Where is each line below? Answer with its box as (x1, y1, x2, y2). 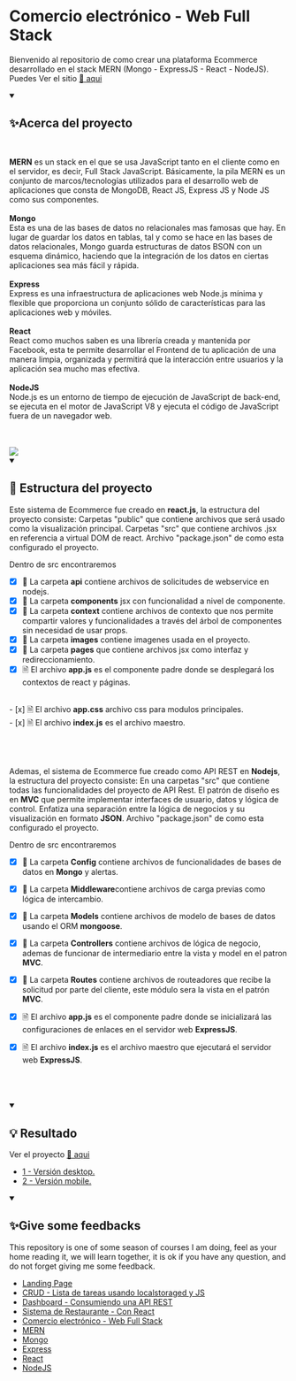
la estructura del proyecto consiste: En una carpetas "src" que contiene (9, 775, 269, 786)
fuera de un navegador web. (9, 410, 113, 421)
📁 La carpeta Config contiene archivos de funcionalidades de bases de (21, 856, 282, 867)
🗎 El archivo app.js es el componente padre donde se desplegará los (21, 664, 275, 674)
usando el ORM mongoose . (21, 921, 123, 932)
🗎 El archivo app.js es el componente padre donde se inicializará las (21, 1011, 272, 1023)
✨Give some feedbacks (9, 1218, 141, 1233)
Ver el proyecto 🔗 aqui (9, 1149, 90, 1160)
